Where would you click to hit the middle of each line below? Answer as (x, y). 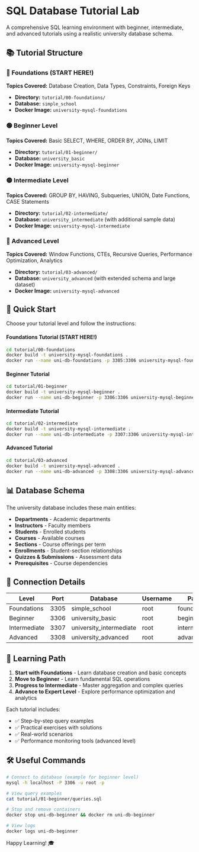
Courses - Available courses (49, 538)
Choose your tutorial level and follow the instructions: (71, 323)
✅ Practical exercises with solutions (58, 728)
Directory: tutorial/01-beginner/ (56, 152)
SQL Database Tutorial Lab (73, 11)
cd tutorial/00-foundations (41, 350)
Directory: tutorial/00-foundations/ (60, 97)
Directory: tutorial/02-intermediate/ (61, 213)
